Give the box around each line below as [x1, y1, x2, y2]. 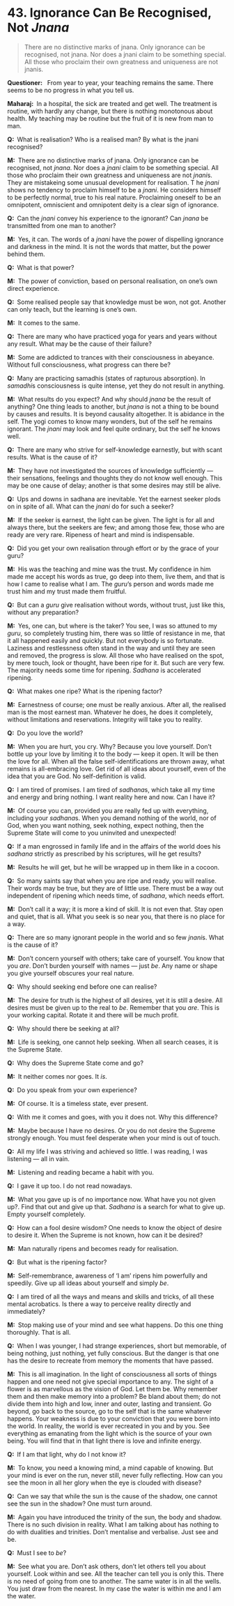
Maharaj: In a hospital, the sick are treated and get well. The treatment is [7, 99, 217, 107]
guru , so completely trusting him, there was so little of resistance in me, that [7, 629, 225, 637]
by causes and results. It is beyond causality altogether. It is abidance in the [7, 409, 225, 418]
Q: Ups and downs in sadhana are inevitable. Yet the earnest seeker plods [7, 494, 221, 503]
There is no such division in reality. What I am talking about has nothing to [7, 1520, 219, 1529]
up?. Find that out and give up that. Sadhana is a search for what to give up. [7, 1202, 226, 1211]
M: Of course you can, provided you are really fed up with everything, [7, 806, 209, 815]
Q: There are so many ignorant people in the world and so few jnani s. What [7, 933, 224, 941]
